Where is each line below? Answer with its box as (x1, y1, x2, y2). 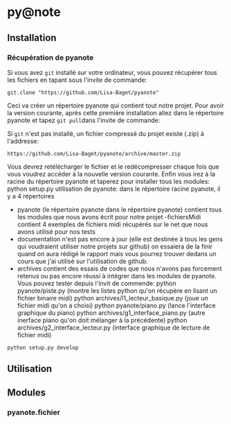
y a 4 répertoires (7, 192, 55, 200)
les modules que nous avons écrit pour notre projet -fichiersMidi (17, 212, 201, 221)
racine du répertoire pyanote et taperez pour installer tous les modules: (7, 177, 210, 185)
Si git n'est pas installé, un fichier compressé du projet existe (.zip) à (7, 129, 205, 137)
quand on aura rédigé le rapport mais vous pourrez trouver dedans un (17, 249, 216, 257)
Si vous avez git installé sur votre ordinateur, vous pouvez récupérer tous (7, 68, 218, 76)
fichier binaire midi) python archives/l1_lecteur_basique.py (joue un (17, 294, 209, 302)
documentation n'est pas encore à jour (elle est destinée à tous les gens (17, 235, 223, 243)
